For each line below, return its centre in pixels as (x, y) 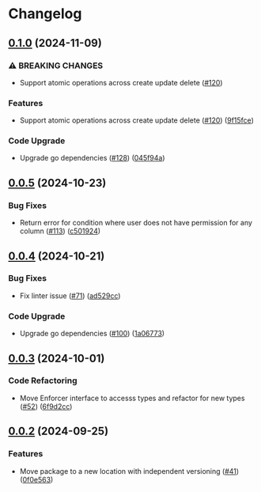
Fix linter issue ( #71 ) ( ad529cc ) (70, 295)
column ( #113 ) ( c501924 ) (60, 231)
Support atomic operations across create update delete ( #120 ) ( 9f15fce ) (137, 120)
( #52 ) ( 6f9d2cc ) (46, 406)
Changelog (45, 14)
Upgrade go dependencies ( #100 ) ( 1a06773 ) (92, 334)
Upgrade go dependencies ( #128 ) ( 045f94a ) (92, 158)
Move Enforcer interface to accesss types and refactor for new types (132, 398)
